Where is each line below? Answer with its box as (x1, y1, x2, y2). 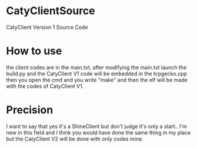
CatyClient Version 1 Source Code (6, 24, 88, 31)
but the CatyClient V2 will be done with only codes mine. (6, 135, 143, 142)
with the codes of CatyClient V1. (6, 83, 84, 90)
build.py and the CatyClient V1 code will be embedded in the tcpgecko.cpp (6, 70, 187, 77)
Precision (6, 103, 54, 117)
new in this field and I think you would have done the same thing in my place (6, 129, 191, 136)
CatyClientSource (6, 4, 95, 18)
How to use (6, 44, 62, 58)
